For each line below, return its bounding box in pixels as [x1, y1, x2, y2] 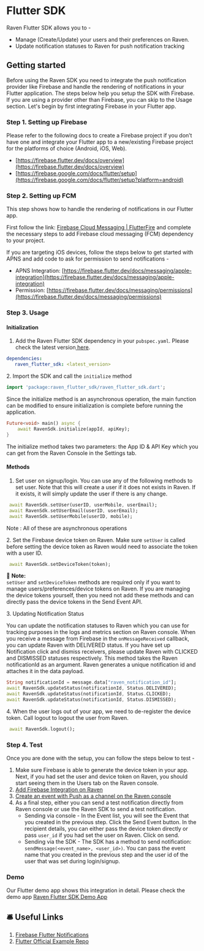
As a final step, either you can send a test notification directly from [15, 799, 184, 806]
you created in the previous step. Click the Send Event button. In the [24, 819, 197, 826]
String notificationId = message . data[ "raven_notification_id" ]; [6, 679, 176, 686]
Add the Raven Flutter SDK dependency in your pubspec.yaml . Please [15, 337, 189, 345]
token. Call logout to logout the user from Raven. [6, 714, 129, 721]
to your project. [6, 237, 45, 244]
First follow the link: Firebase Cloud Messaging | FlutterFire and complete [6, 224, 191, 231]
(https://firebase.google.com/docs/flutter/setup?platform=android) [15, 176, 184, 184]
